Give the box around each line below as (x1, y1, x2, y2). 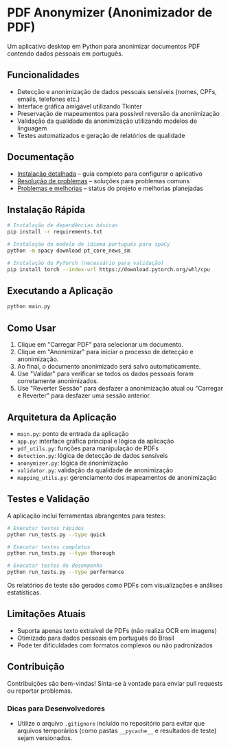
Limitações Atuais (7, 608, 86, 620)
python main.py (7, 303, 51, 310)
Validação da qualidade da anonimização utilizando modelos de (16, 117, 198, 125)
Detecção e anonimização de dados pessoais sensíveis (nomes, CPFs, (16, 87, 218, 95)
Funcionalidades (7, 69, 80, 81)
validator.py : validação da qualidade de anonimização (16, 465, 174, 474)
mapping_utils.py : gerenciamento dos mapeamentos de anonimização (16, 473, 217, 481)
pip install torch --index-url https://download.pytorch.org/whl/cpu (7, 266, 211, 273)
